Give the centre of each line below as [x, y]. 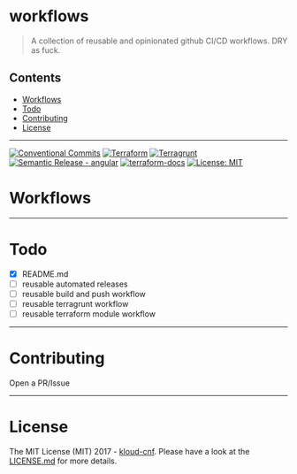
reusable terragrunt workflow [75, 303]
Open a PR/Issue [40, 383]
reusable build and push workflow [84, 294]
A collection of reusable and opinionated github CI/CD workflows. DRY [159, 41]
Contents [35, 78]
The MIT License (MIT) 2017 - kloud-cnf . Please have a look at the [129, 451]
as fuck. [46, 50]
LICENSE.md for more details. [63, 461]
